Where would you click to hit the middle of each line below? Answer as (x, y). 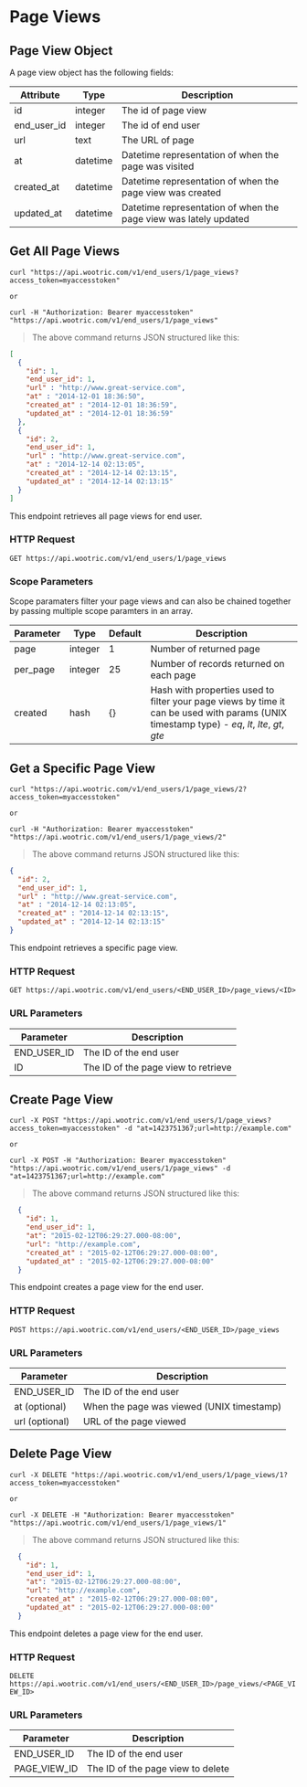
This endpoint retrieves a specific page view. (94, 947)
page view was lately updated (185, 219)
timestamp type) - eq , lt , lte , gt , (217, 724)
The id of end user (161, 125)
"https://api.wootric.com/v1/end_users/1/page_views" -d (120, 1168)
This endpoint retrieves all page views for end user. (106, 516)
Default (125, 634)
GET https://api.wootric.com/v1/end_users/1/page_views (118, 558)
